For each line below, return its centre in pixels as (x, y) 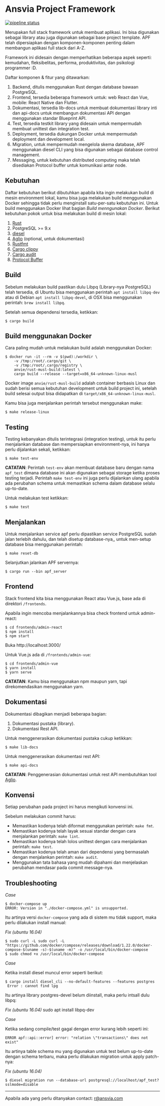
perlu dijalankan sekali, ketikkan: (38, 450)
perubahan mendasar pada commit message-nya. (63, 868)
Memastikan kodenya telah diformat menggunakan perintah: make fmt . (83, 826)
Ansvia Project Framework (60, 9)
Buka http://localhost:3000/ (33, 645)
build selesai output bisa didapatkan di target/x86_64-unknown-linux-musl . (80, 394)
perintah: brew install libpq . (35, 302)
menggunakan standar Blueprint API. (49, 118)
